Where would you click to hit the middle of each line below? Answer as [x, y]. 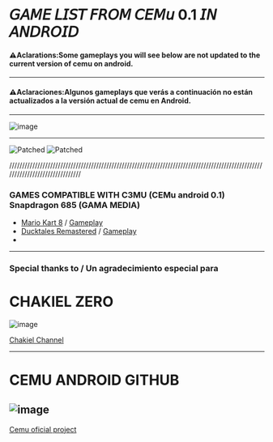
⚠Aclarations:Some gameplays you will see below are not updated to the [135, 55]
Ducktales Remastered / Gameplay [79, 231]
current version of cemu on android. [71, 63]
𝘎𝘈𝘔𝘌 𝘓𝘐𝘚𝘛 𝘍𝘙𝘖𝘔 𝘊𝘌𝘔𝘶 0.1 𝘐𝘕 [113, 15]
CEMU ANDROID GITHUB [94, 380]
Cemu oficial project [43, 429]
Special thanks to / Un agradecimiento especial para [114, 268]
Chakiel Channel [36, 340]
